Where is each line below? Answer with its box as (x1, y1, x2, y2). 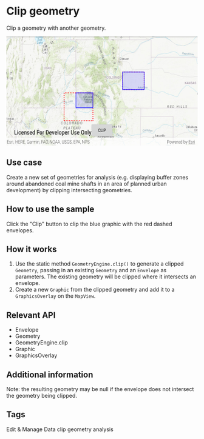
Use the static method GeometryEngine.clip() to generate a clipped (15, 260, 184, 267)
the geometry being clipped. (6, 392, 78, 399)
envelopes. (6, 226, 34, 234)
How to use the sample (6, 204, 95, 215)
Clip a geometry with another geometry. (6, 24, 106, 32)
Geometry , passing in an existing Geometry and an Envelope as (15, 267, 167, 274)
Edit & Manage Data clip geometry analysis (6, 426, 114, 433)
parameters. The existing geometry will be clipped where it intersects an (15, 273, 196, 280)
